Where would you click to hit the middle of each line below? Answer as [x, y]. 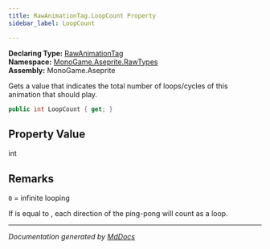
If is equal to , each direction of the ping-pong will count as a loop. [118, 213]
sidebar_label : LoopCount [51, 23]
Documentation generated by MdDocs [72, 237]
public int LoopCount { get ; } [61, 109]
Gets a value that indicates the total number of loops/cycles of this [118, 86]
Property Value [47, 134]
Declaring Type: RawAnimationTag [66, 53]
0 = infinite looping [39, 198]
